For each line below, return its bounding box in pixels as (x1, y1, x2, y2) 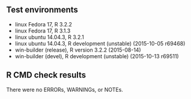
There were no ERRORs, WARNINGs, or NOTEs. (6, 86, 123, 93)
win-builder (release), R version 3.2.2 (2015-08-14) (14, 46, 141, 53)
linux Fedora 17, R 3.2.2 (14, 20, 72, 28)
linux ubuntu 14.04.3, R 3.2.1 (14, 33, 84, 41)
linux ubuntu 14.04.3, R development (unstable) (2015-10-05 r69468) (14, 40, 186, 47)
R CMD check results (6, 70, 86, 80)
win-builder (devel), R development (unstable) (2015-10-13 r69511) (14, 52, 179, 59)
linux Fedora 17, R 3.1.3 (14, 27, 71, 34)
